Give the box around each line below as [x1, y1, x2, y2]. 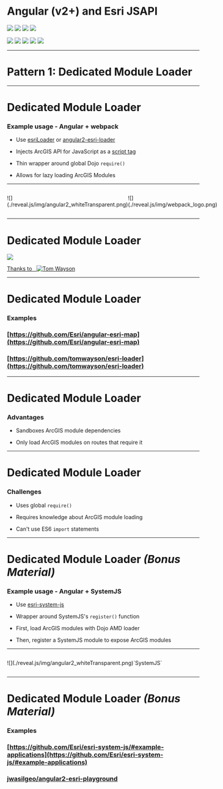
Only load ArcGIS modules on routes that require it [15, 438, 143, 446]
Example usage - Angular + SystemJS [7, 587, 122, 595]
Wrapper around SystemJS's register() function [15, 613, 140, 620]
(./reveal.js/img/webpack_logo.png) [128, 201, 218, 208]
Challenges [7, 487, 42, 496]
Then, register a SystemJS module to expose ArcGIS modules [15, 636, 172, 644]
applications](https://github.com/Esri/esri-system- [7, 751, 164, 759]
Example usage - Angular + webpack [7, 122, 119, 131]
